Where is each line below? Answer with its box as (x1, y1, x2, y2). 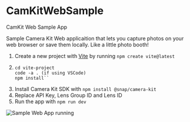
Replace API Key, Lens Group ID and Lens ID (14, 91, 122, 99)
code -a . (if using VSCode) (14, 70, 86, 76)
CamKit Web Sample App (6, 23, 68, 30)
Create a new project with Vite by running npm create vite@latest (14, 52, 175, 59)
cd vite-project (14, 65, 55, 71)
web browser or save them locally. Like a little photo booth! (6, 41, 149, 48)
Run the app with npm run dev (14, 98, 86, 105)
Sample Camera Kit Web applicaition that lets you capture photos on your (6, 35, 184, 42)
